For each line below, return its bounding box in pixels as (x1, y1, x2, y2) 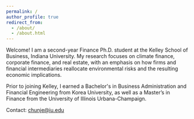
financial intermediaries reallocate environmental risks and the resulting (6, 65, 178, 72)
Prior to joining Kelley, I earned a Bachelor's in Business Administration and (6, 83, 187, 90)
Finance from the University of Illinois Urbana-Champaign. (6, 95, 147, 103)
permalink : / (6, 8, 38, 15)
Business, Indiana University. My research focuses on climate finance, (6, 53, 175, 60)
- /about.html (11, 30, 46, 36)
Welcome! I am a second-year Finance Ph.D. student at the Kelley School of (6, 46, 188, 53)
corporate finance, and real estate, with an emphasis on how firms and (6, 59, 176, 66)
